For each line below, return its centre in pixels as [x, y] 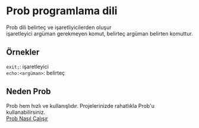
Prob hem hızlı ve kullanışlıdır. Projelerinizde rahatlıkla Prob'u [80, 105]
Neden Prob [29, 92]
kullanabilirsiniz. [26, 112]
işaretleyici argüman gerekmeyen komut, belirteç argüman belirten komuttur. [99, 33]
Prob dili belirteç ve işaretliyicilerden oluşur [59, 27]
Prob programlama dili [62, 11]
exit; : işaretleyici [28, 66]
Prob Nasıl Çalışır [27, 118]
